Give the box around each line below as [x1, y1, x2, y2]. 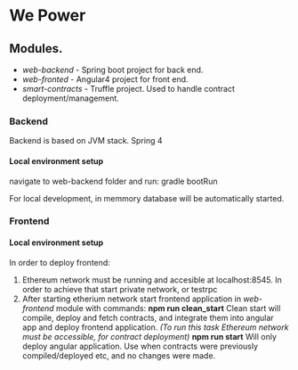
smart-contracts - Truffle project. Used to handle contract [21, 84, 236, 94]
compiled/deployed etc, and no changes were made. [21, 349, 216, 361]
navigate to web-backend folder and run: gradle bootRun [9, 176, 218, 186]
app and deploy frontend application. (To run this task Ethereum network [21, 322, 289, 333]
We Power [9, 5, 86, 26]
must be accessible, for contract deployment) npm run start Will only [21, 331, 278, 341]
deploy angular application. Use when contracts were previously [21, 341, 259, 351]
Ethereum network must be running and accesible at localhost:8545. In [21, 274, 282, 285]
